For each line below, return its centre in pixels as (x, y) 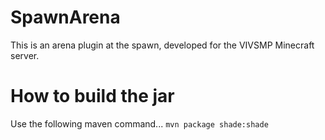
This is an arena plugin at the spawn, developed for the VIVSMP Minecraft (162, 45)
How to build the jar (92, 96)
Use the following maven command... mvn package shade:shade (139, 123)
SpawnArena (65, 17)
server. (25, 55)
